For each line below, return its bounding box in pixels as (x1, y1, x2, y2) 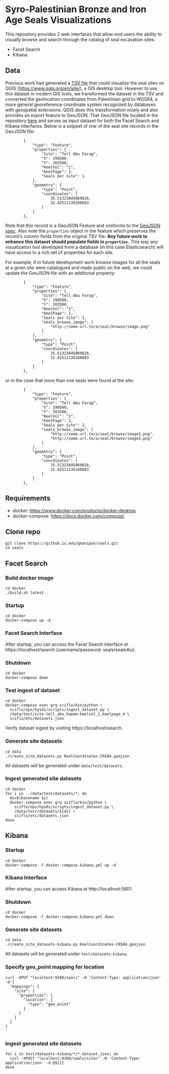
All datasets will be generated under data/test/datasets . (5, 762, 124, 768)
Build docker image (5, 574, 54, 581)
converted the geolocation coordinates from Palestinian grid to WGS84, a (5, 96, 158, 102)
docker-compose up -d (5, 618, 51, 623)
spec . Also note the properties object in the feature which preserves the (5, 228, 156, 234)
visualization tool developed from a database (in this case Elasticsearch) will (5, 244, 164, 250)
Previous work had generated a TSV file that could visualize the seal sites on (5, 80, 164, 86)
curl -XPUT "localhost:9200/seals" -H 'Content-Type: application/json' (5, 975, 161, 980)
